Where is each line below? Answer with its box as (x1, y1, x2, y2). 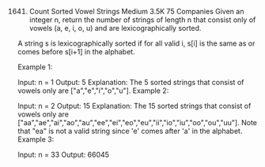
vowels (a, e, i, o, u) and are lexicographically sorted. (28, 24, 202, 32)
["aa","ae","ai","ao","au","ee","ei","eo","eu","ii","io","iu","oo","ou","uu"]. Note (17, 118, 257, 127)
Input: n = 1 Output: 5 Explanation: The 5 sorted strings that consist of (17, 78, 244, 87)
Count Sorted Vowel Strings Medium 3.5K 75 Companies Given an (28, 7, 244, 16)
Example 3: (17, 135, 55, 144)
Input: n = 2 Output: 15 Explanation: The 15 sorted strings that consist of (17, 102, 252, 110)
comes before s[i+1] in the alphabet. (17, 47, 135, 56)
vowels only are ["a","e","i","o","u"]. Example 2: (17, 86, 169, 95)
